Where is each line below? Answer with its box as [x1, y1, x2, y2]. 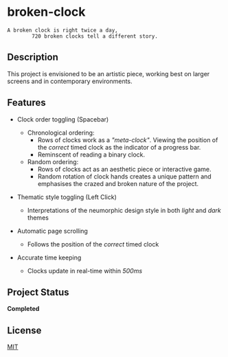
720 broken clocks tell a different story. [32, 32, 158, 40]
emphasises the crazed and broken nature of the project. [37, 179, 199, 187]
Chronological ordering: [27, 128, 95, 137]
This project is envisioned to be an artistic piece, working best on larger [7, 69, 210, 78]
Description [7, 51, 58, 63]
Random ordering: [27, 157, 79, 165]
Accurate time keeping [16, 253, 82, 262]
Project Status [7, 286, 70, 298]
